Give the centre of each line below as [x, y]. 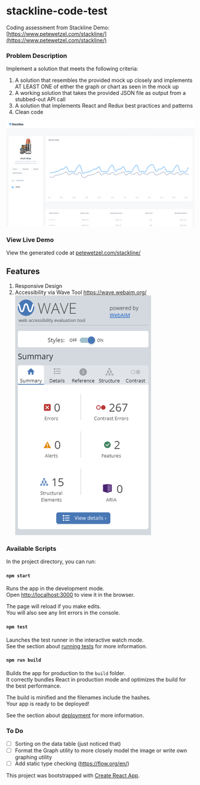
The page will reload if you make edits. [54, 606]
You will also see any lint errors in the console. [63, 613]
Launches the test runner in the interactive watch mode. [75, 640]
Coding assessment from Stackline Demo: [58, 27]
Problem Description [37, 56]
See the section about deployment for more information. [75, 715]
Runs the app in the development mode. [55, 588]
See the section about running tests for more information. [77, 646]
